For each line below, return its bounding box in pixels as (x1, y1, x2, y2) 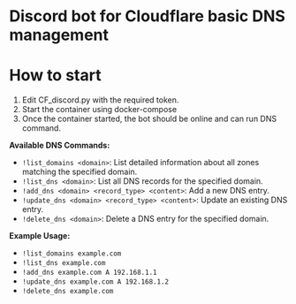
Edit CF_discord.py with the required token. (21, 95, 179, 105)
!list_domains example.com (21, 249, 122, 258)
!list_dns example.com (21, 259, 106, 268)
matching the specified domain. (21, 166, 138, 178)
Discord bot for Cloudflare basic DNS (9, 6, 285, 27)
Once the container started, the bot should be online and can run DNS (21, 113, 277, 125)
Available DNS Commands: (9, 140, 110, 151)
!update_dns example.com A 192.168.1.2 (21, 277, 170, 286)
